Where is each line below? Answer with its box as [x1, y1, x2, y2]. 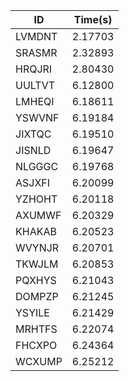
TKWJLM [15, 257, 59, 271]
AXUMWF [15, 209, 62, 222]
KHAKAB [15, 225, 57, 238]
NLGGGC [15, 160, 59, 173]
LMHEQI [15, 95, 55, 108]
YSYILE [15, 306, 50, 319]
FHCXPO [15, 339, 58, 352]
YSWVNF [15, 111, 60, 124]
